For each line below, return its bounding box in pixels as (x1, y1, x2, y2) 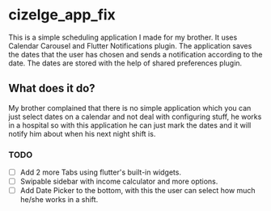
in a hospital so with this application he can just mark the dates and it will (8, 120, 252, 130)
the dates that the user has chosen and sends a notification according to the (8, 49, 263, 59)
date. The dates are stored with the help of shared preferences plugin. (8, 58, 243, 68)
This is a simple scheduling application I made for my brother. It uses (8, 32, 238, 42)
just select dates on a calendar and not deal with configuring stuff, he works (8, 112, 262, 121)
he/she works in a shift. (19, 195, 99, 205)
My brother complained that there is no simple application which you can (8, 103, 252, 112)
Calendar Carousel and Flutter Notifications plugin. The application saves (8, 40, 252, 50)
